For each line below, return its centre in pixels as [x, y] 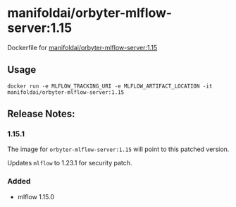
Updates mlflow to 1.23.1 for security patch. [70, 163]
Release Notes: [41, 114]
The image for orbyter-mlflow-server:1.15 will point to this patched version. [118, 149]
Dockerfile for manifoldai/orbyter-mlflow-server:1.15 [82, 47]
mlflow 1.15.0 [36, 196]
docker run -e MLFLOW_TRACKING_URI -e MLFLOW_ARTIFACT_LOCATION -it [110, 86]
